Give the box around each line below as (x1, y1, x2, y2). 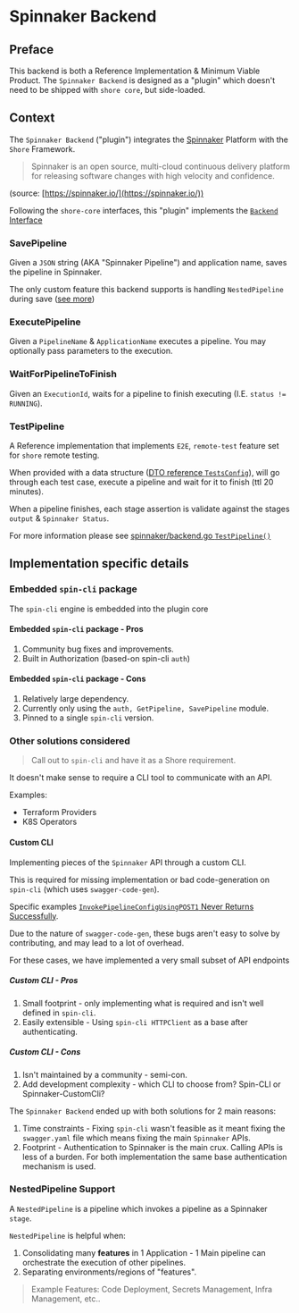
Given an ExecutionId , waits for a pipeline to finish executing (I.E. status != (9, 388, 287, 399)
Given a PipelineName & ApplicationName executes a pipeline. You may (9, 336, 266, 347)
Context (9, 110, 55, 126)
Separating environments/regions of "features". (21, 1267, 197, 1277)
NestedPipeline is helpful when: (9, 1230, 127, 1241)
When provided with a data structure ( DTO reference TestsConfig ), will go (9, 467, 280, 477)
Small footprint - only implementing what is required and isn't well (21, 997, 265, 1008)
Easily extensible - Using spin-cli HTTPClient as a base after (21, 1016, 248, 1027)
